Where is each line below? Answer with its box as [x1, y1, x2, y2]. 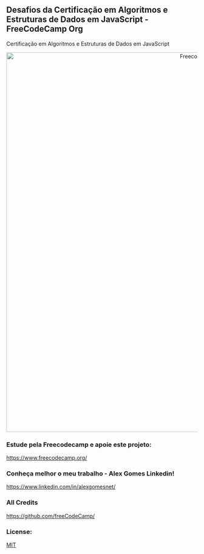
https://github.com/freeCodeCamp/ [6, 512, 95, 519]
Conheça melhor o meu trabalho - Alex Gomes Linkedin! [6, 469, 175, 478]
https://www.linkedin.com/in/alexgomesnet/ [6, 483, 116, 491]
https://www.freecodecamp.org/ [6, 454, 87, 461]
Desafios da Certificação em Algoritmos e [6, 5, 168, 15]
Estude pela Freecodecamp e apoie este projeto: [6, 440, 152, 449]
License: [6, 527, 32, 536]
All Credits [6, 499, 38, 507]
